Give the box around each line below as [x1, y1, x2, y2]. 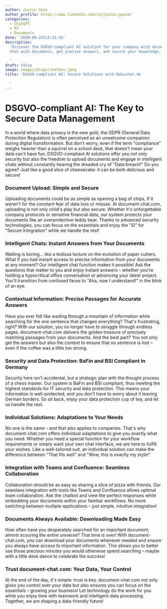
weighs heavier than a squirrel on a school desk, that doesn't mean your [5, 145, 153, 151]
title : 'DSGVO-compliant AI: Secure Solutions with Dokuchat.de [5, 72, 141, 77]
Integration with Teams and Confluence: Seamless [5, 464, 130, 471]
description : [5, 40, 32, 45]
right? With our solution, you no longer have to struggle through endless [5, 324, 153, 330]
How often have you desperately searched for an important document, [5, 527, 150, 533]
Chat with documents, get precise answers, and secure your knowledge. [9, 49, 162, 54]
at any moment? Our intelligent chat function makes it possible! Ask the [5, 262, 151, 268]
